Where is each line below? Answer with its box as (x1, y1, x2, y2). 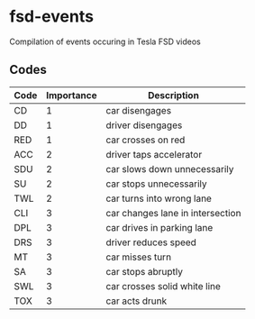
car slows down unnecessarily (105, 162, 234, 175)
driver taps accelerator (105, 148, 203, 160)
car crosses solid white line (105, 279, 221, 292)
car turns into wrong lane (105, 192, 212, 205)
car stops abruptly (105, 265, 183, 278)
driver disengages (105, 119, 183, 132)
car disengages (105, 104, 172, 116)
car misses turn (105, 251, 172, 263)
